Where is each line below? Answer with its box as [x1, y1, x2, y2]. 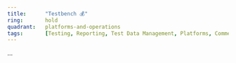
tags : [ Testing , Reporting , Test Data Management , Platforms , [7, 29, 212, 37]
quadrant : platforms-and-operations [7, 23, 121, 30]
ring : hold [7, 17, 58, 24]
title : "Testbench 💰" [7, 10, 88, 17]
